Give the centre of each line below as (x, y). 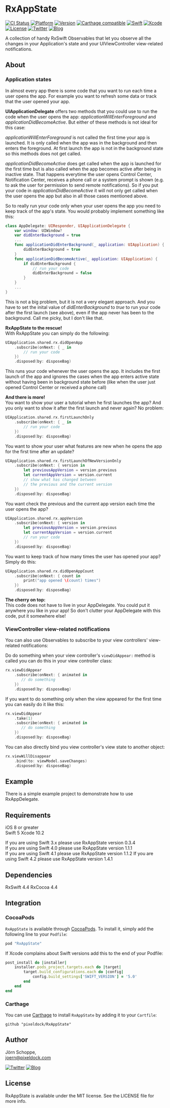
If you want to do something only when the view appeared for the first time (83, 699)
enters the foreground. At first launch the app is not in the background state (84, 148)
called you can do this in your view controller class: (59, 661)
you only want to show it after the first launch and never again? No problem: (84, 408)
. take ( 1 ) (24, 718)
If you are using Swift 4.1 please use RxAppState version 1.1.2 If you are (79, 854)
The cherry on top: (25, 600)
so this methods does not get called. (43, 154)
